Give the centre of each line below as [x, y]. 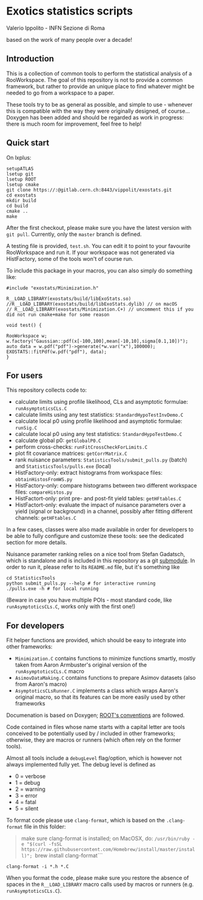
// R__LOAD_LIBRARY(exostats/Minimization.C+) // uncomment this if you [100, 309]
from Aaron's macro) [41, 684]
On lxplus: [19, 157]
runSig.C [26, 428]
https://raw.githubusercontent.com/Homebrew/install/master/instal [108, 850]
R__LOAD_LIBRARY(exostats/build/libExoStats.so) [69, 298]
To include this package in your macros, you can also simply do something [99, 270]
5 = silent [27, 808]
